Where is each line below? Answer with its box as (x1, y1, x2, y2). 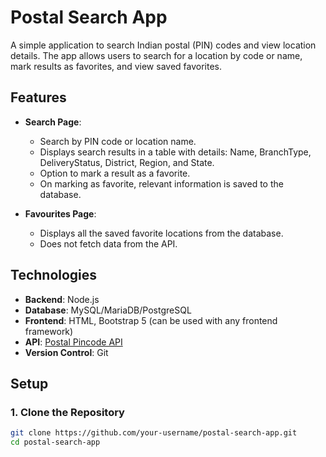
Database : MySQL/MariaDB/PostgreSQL (24, 304, 192, 316)
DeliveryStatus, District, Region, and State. (39, 156, 215, 168)
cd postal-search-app (10, 437, 101, 448)
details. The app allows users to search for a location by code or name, (10, 49, 303, 61)
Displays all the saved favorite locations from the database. (39, 227, 284, 239)
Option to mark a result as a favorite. (39, 167, 191, 179)
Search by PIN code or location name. (39, 135, 197, 147)
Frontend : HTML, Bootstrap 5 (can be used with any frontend (24, 314, 278, 326)
